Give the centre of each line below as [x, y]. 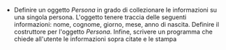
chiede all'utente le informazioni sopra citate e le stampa [95, 39]
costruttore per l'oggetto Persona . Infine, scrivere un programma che [113, 32]
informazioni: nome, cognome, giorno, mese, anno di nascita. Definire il [116, 24]
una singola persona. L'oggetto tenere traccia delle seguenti [100, 17]
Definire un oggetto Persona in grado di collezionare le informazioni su [115, 10]
